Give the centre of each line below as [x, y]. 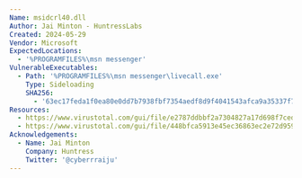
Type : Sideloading [60, 85]
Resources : [30, 110]
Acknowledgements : [44, 135]
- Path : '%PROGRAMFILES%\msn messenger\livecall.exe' [120, 76]
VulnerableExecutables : [54, 68]
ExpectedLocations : [46, 51]
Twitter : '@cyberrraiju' [72, 160]
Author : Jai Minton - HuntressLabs [76, 26]
